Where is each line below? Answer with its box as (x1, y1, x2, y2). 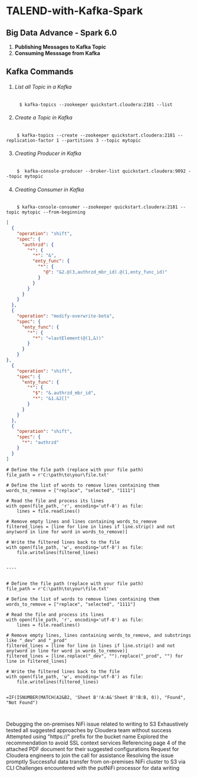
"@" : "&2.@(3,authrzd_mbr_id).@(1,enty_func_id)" (43, 269, 168, 276)
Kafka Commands (6, 67, 74, 77)
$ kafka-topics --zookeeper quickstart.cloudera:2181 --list (19, 102, 173, 108)
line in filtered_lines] (6, 658, 67, 664)
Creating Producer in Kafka (14, 150, 81, 157)
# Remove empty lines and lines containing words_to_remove (6, 519, 157, 525)
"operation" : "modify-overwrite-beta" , (17, 313, 115, 319)
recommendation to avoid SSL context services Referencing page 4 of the (6, 739, 186, 746)
